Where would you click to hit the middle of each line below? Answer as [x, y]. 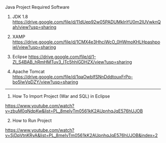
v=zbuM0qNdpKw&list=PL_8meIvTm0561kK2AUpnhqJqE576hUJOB [74, 111]
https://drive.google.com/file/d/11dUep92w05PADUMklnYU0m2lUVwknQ [86, 22]
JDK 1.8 [20, 17]
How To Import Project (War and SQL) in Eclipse [61, 96]
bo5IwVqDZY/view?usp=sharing [45, 82]
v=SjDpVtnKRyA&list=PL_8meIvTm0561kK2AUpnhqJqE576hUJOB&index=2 [82, 135]
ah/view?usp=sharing [34, 27]
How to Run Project [32, 121]
